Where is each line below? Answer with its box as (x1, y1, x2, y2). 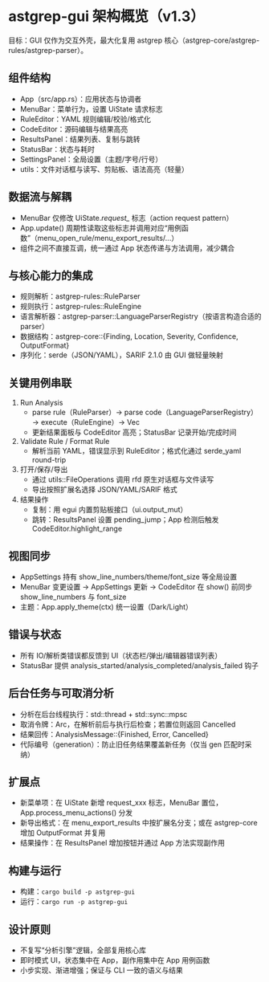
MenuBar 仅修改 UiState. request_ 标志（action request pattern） (19, 213, 234, 222)
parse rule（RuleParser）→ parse (31, 407, 144, 418)
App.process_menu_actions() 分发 (19, 808, 133, 817)
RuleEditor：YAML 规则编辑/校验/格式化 (19, 114, 151, 124)
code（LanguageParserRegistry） (145, 407, 259, 418)
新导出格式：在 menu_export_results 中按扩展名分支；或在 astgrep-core (19, 818, 259, 828)
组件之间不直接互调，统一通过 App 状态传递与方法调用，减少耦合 (19, 242, 235, 253)
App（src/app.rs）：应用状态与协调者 (19, 94, 142, 104)
